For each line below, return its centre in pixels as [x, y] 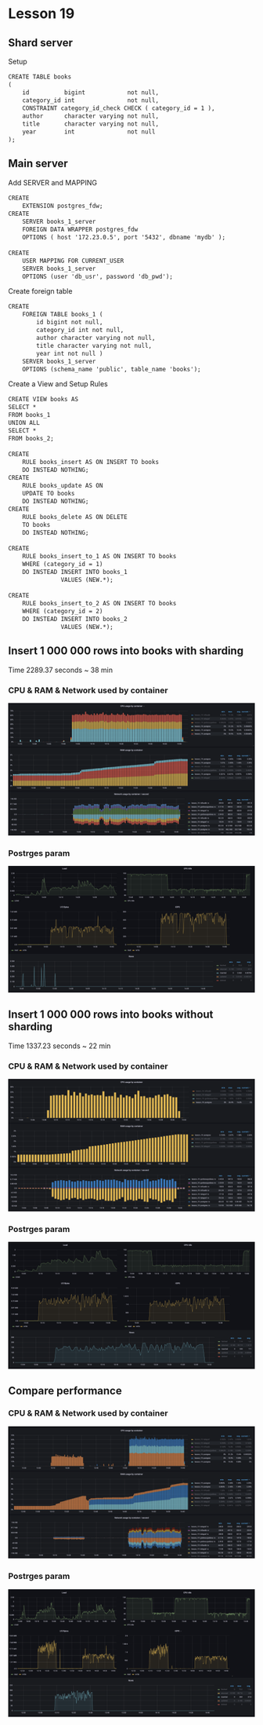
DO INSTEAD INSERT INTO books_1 [75, 572]
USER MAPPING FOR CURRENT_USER [73, 261]
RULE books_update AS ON [63, 485]
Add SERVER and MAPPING [53, 182]
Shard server [40, 43]
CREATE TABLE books [40, 77]
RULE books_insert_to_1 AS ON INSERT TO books [99, 556]
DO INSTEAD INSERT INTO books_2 [75, 619]
